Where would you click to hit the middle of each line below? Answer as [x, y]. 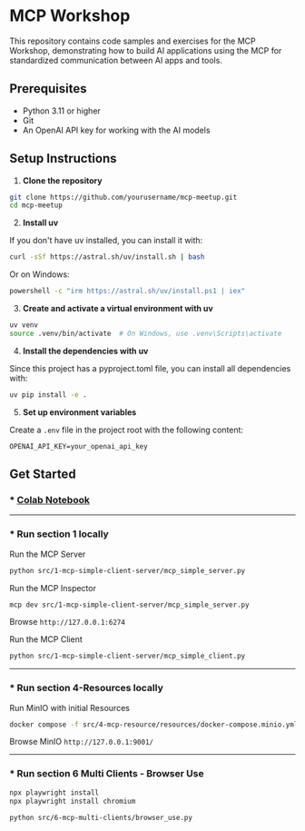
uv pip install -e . [49, 395]
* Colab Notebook [50, 500]
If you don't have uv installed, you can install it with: [106, 241]
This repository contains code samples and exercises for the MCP [133, 41]
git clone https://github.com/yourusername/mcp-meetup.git [123, 197]
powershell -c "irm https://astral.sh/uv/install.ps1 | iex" [128, 292]
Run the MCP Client [46, 639]
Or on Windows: [39, 274]
